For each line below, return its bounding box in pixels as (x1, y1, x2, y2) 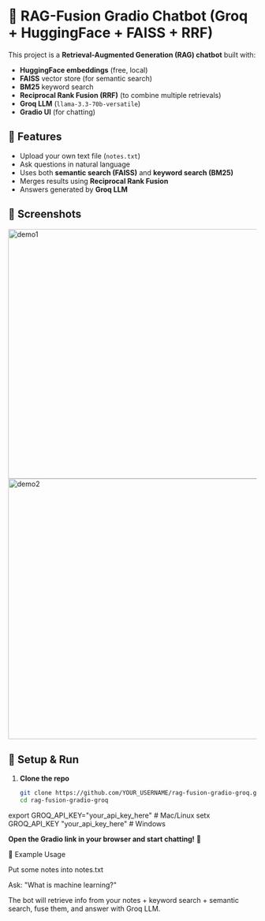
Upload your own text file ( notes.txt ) (19, 151, 140, 160)
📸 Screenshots (8, 208, 82, 221)
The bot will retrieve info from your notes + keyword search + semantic (8, 896, 239, 905)
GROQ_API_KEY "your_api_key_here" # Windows (8, 819, 166, 829)
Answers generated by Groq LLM (19, 185, 129, 194)
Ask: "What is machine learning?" (8, 880, 117, 890)
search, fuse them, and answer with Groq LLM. (8, 904, 161, 914)
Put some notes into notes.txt (8, 865, 104, 874)
